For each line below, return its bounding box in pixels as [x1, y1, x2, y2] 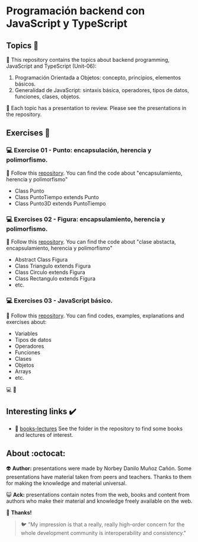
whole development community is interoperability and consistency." [20, 529, 187, 536]
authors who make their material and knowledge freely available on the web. [6, 497, 193, 505]
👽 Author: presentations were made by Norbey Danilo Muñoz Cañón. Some [6, 465, 191, 472]
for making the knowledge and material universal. [6, 480, 127, 487]
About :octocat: [6, 449, 66, 459]
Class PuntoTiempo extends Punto [14, 193, 99, 200]
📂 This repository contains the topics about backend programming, [6, 56, 170, 63]
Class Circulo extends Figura [14, 269, 85, 276]
